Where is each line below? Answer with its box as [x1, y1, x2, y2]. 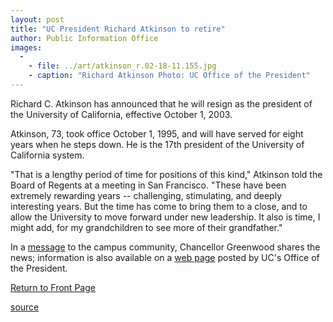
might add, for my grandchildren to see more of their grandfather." [10, 221, 283, 233]
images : [10, 42, 43, 53]
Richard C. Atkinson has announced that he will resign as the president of [10, 97, 313, 110]
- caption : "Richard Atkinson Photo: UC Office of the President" [28, 71, 311, 81]
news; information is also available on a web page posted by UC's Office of [10, 251, 320, 263]
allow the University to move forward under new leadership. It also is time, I [10, 211, 321, 223]
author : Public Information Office [10, 33, 159, 43]
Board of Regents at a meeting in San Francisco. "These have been [10, 179, 287, 191]
